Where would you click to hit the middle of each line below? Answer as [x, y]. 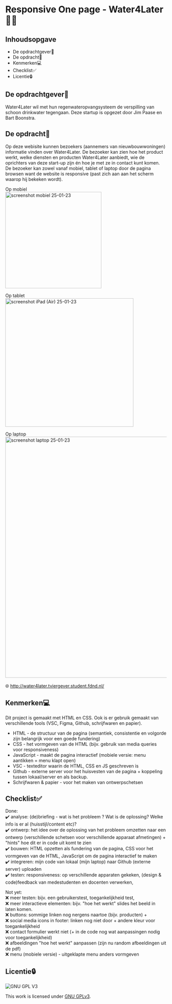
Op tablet [15, 295]
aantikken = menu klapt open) [44, 761]
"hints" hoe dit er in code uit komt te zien [48, 843]
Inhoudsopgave [31, 39]
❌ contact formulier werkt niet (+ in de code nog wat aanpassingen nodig [83, 932]
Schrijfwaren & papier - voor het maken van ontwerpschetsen [78, 782]
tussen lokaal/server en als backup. [50, 777]
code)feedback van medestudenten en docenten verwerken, [69, 882]
